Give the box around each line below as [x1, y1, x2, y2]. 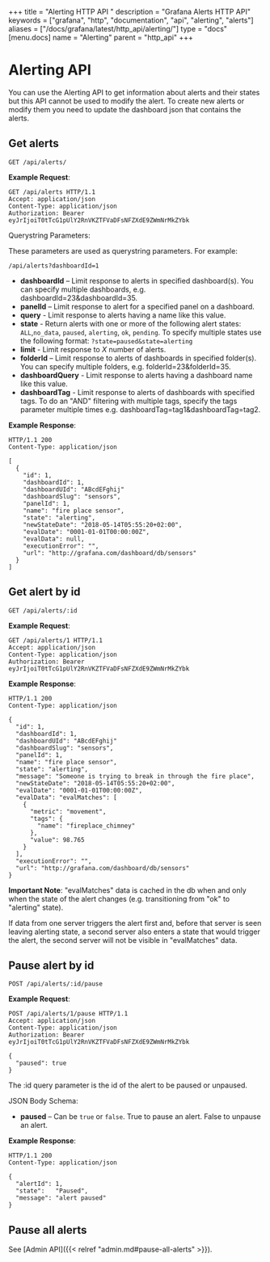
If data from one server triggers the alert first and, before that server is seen [8, 918, 262, 928]
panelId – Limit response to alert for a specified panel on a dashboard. [19, 301, 255, 311]
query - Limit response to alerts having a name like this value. [19, 310, 226, 320]
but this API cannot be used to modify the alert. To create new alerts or [8, 96, 245, 106]
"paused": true [15, 1059, 67, 1067]
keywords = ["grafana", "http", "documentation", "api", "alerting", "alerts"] [8, 15, 254, 25]
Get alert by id [8, 585, 81, 599]
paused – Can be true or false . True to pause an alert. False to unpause [19, 1112, 261, 1121]
